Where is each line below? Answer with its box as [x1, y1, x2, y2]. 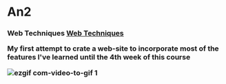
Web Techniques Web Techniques [7, 29, 124, 38]
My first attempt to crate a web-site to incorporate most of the [7, 44, 219, 53]
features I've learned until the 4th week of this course [7, 53, 191, 62]
